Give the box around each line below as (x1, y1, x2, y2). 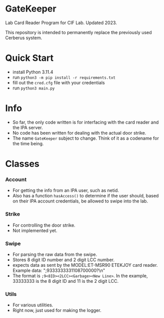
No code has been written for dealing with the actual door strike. (12, 130, 147, 136)
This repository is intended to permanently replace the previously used (5, 29, 152, 35)
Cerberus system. (5, 35, 43, 41)
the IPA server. (12, 124, 43, 131)
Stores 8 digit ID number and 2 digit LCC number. (12, 257, 115, 263)
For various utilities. (12, 302, 54, 308)
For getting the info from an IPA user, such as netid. (12, 187, 119, 193)
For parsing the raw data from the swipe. (12, 251, 97, 257)
